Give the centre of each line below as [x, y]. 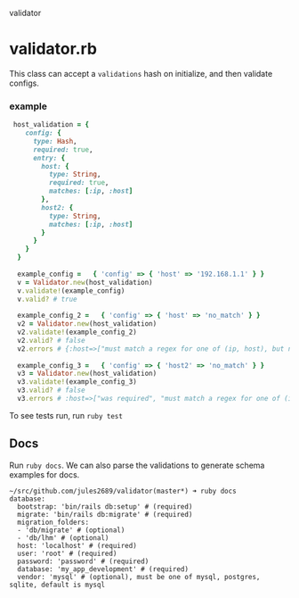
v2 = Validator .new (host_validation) [87, 324]
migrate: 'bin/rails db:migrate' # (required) [105, 514]
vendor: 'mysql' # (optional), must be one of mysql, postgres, [139, 577]
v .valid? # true [47, 299]
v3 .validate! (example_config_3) [77, 382]
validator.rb [53, 49]
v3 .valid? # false [52, 390]
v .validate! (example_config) [71, 291]
